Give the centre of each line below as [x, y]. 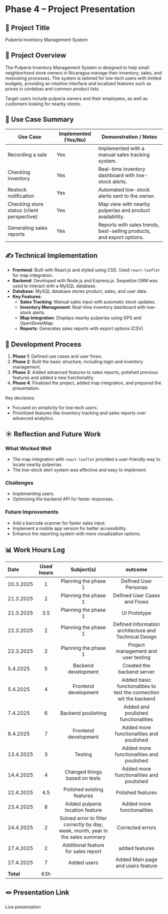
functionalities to [136, 686]
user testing [136, 658]
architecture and [136, 631]
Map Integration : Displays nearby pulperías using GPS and [80, 318]
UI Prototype [136, 613]
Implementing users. [33, 494]
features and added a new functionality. [53, 378]
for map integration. [33, 275]
